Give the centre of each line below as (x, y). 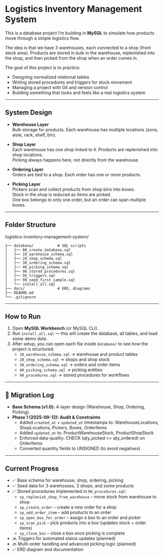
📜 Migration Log (30, 395)
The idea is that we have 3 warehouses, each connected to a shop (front (78, 47)
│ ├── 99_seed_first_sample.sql (40, 280)
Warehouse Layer (30, 124)
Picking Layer (26, 184)
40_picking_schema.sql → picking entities (61, 370)
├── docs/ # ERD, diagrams (48, 288)
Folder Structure (31, 225)
